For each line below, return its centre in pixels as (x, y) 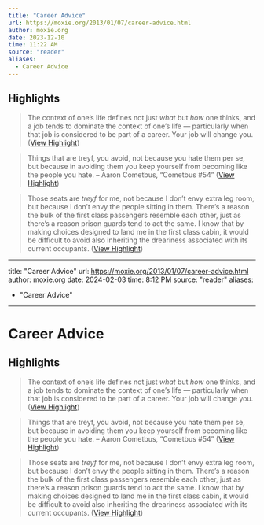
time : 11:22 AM (33, 45)
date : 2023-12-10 (37, 37)
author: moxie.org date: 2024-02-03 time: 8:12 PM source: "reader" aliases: (131, 279)
